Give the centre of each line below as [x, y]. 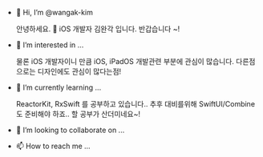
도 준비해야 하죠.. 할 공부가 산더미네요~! [78, 114]
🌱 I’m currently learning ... [59, 87]
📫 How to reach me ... [53, 146]
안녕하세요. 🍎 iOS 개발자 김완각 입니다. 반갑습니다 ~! [98, 29]
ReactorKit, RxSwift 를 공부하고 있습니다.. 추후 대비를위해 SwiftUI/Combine [135, 104]
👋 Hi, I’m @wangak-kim [55, 12]
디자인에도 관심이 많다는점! [79, 71]
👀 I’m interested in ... [50, 45]
